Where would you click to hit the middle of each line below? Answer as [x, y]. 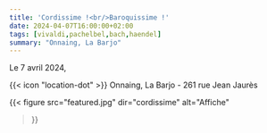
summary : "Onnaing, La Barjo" [66, 42]
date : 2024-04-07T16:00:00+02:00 [71, 26]
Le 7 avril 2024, [38, 68]
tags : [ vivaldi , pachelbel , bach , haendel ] [86, 34]
